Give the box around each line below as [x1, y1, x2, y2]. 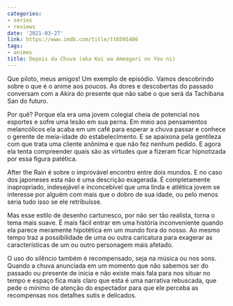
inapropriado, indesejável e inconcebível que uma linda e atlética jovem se [7, 182, 220, 191]
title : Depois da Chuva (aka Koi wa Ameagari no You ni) [7, 56, 176, 63]
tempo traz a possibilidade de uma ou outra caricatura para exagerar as [7, 233, 213, 241]
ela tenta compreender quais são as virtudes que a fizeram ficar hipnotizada [7, 147, 226, 155]
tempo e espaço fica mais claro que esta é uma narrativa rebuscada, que [7, 276, 217, 284]
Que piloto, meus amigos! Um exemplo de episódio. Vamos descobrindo [7, 74, 214, 83]
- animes [7, 49, 33, 56]
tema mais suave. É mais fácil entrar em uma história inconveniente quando [7, 218, 224, 227]
